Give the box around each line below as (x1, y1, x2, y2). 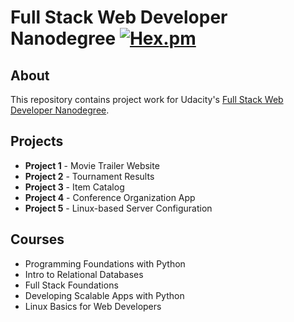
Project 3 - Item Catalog (24, 181, 125, 193)
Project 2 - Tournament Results (24, 170, 155, 182)
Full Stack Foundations (24, 279, 119, 291)
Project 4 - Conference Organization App (24, 191, 196, 203)
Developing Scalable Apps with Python (24, 289, 185, 301)
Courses (10, 231, 65, 248)
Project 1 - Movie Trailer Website (24, 159, 160, 171)
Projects (10, 133, 64, 150)
